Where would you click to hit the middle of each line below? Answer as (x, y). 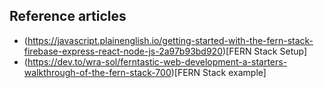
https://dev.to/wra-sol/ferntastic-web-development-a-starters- (157, 61)
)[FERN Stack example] (218, 72)
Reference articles (68, 16)
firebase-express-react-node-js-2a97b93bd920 (123, 51)
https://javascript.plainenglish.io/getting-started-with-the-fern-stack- (170, 40)
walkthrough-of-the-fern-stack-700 (97, 72)
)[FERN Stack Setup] (265, 51)
